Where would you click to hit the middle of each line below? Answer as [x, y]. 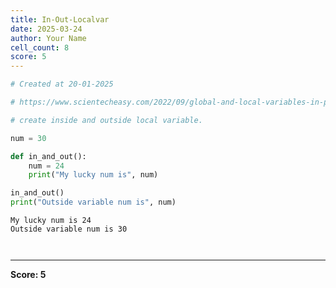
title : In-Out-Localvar [60, 19]
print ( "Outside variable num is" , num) [93, 202]
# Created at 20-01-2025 [62, 84]
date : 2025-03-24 [46, 29]
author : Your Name [48, 38]
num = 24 [46, 166]
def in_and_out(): [48, 156]
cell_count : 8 [40, 47]
